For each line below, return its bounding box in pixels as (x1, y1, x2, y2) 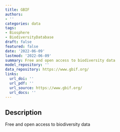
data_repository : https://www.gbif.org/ (5, 67, 90, 72)
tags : (5, 26, 16, 31)
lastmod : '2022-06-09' (5, 53, 52, 58)
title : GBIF (5, 7, 30, 12)
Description (5, 108, 42, 117)
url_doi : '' (9, 76, 34, 81)
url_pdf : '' (9, 81, 34, 86)
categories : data (5, 21, 41, 26)
